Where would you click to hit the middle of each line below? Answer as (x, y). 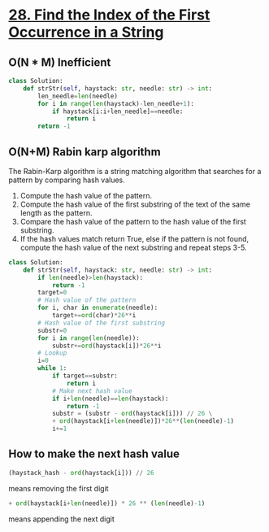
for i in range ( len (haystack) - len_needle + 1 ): (116, 103)
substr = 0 (52, 330)
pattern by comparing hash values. (67, 180)
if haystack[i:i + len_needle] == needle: (117, 111)
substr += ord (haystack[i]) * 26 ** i (106, 346)
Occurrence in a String (86, 32)
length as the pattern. (56, 212)
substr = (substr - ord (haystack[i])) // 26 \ (132, 414)
